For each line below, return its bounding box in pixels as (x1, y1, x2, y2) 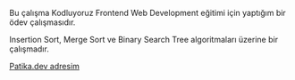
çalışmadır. (9, 44, 49, 54)
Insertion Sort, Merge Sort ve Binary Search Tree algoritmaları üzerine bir (9, 35, 279, 44)
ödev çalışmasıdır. (9, 17, 76, 28)
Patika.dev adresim (9, 61, 80, 71)
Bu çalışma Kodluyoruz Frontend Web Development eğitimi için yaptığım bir (9, 8, 286, 18)
